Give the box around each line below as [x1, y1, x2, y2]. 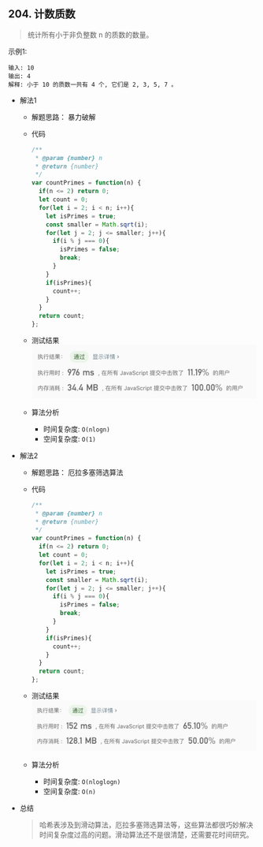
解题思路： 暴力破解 [31, 112, 96, 121]
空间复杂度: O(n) [43, 786, 97, 796]
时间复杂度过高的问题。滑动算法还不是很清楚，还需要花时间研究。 [39, 830, 254, 839]
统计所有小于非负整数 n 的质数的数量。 [27, 30, 154, 39]
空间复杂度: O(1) [43, 434, 97, 443]
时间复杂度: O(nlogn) [43, 424, 110, 434]
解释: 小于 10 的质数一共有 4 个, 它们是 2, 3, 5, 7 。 [8, 80, 178, 88]
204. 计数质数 [8, 7, 76, 21]
